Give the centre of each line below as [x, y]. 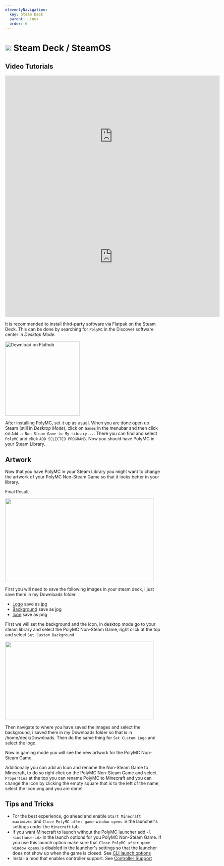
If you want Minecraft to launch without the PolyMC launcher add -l [82, 832]
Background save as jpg [37, 609]
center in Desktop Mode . [30, 334]
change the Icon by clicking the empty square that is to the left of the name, [83, 783]
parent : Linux [24, 19]
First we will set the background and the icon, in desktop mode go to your [80, 624]
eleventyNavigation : [27, 10]
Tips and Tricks [29, 804]
